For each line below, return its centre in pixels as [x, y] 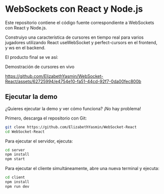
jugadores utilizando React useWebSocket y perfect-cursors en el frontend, [81, 42]
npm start [15, 159]
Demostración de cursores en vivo [40, 67]
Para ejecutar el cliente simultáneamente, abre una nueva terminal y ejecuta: [82, 169]
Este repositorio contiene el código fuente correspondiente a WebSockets [80, 23]
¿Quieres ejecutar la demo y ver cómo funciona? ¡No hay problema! [73, 108]
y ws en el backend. [25, 48]
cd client [15, 177]
